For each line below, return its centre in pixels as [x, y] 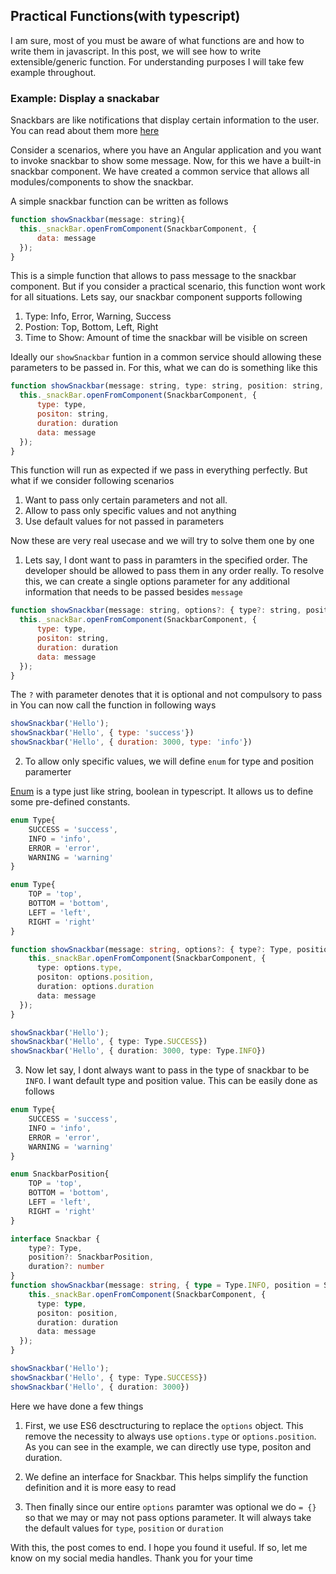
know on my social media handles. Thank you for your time [131, 1558]
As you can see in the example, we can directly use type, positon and [168, 1446]
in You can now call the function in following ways [113, 705]
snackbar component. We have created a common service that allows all [160, 171]
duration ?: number [66, 1267]
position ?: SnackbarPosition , [91, 1257]
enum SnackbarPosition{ [60, 1174]
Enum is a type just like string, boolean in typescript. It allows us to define [162, 791]
